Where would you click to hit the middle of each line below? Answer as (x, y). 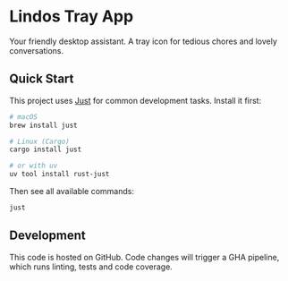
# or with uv (34, 166)
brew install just (43, 125)
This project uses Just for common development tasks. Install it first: (136, 100)
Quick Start (42, 79)
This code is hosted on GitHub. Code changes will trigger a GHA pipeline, (144, 257)
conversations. (37, 50)
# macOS (24, 117)
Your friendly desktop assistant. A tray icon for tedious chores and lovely (143, 41)
